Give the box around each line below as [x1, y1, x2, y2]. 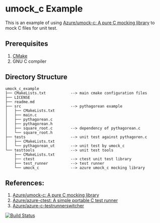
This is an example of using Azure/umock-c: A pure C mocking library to [5, 20, 155, 26]
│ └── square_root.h [5, 130, 53, 135]
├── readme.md [5, 99, 35, 104]
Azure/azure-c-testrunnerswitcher [12, 203, 85, 209]
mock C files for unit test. [5, 25, 58, 31]
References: [5, 179, 44, 187]
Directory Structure [5, 73, 68, 81]
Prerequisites [5, 40, 48, 48]
